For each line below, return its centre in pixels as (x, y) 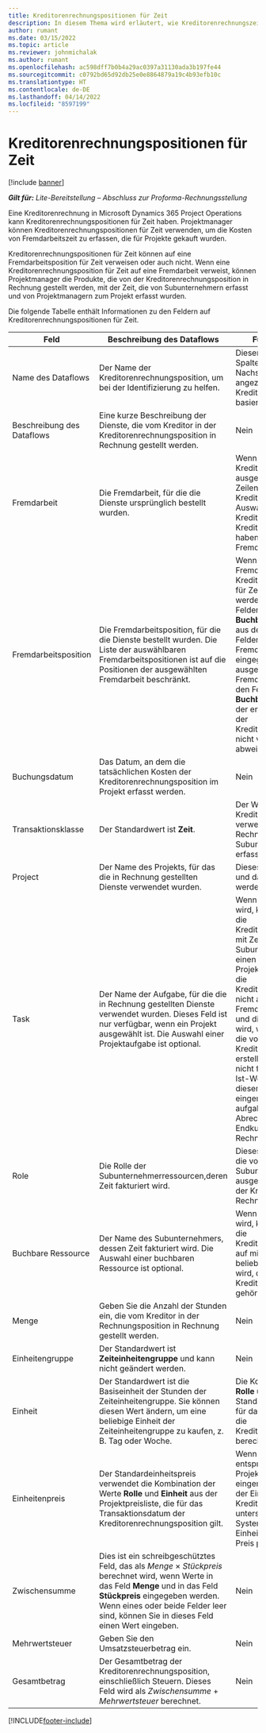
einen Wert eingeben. (139, 1626)
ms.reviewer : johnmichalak (53, 52)
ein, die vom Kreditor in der (149, 1316)
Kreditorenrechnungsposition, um (161, 378)
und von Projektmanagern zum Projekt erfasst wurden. (98, 296)
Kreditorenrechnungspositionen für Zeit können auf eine (100, 254)
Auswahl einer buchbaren (146, 1258)
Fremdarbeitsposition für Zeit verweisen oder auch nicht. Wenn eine (119, 262)
